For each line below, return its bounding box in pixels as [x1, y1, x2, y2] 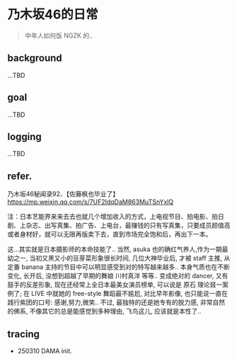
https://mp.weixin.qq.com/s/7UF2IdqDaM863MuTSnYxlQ [7, 197, 174, 206]
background [7, 52, 62, 64]
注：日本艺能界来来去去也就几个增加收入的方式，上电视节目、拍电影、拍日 [7, 212, 224, 221]
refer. [7, 170, 33, 182]
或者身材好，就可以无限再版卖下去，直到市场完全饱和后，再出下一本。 [7, 230, 212, 239]
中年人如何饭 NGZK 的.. [24, 31, 93, 40]
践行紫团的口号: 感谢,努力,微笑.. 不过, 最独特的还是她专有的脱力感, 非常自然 [7, 298, 225, 306]
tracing [7, 328, 40, 340]
